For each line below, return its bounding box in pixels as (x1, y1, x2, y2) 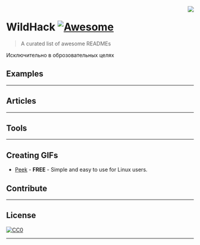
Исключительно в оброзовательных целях (6, 51, 114, 58)
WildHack (6, 20, 55, 34)
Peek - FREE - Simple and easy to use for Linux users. (14, 166, 148, 173)
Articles (6, 96, 37, 106)
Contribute (6, 183, 48, 193)
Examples (6, 69, 43, 79)
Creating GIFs (6, 150, 58, 160)
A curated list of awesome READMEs (20, 40, 111, 47)
